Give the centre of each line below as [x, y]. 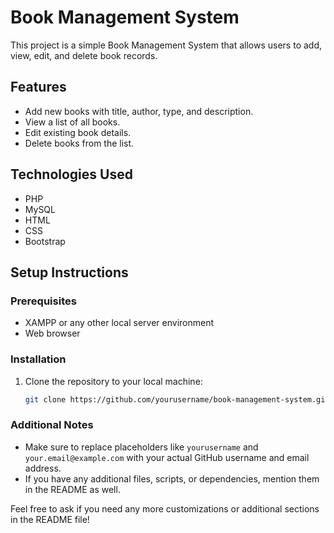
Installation [38, 359]
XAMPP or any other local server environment [119, 323]
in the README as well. [72, 489]
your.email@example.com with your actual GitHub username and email [167, 457]
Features [38, 87]
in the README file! [50, 519]
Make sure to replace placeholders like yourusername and [141, 447]
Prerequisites [43, 301]
